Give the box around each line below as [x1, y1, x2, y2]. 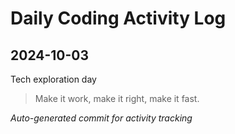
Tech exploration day [10, 73, 97, 85]
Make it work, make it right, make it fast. [34, 93, 200, 104]
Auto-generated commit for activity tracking [10, 112, 193, 124]
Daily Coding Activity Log [10, 7, 227, 30]
